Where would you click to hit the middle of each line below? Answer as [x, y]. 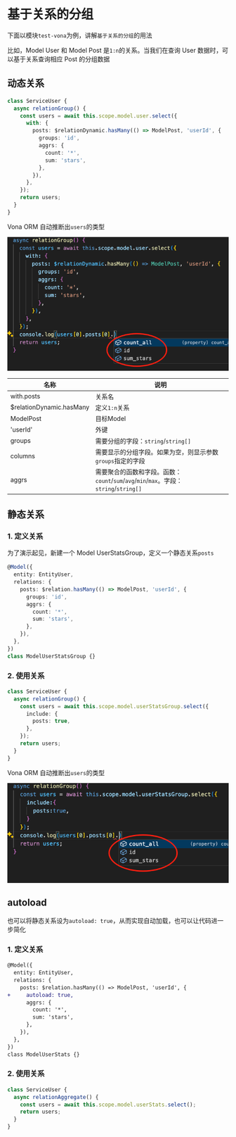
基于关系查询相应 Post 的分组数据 [61, 59]
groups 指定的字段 [120, 460]
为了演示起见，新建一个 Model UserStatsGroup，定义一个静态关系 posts [111, 553]
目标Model [111, 419]
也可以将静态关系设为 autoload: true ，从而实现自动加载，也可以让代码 [110, 920]
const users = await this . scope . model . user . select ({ [99, 116]
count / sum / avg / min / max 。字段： [139, 481]
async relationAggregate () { [56, 1097]
